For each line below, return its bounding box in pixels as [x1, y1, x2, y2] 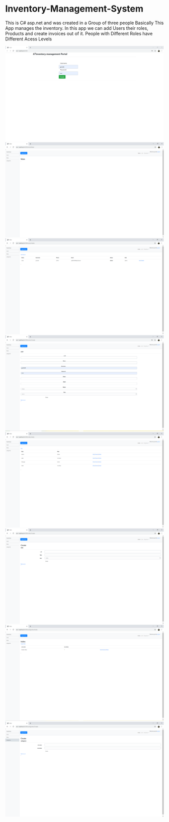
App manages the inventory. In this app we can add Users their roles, [5, 25, 148, 31]
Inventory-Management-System [5, 3, 144, 15]
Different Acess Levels [5, 36, 52, 42]
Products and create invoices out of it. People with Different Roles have [5, 30, 153, 36]
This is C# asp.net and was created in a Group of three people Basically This [5, 20, 164, 26]
